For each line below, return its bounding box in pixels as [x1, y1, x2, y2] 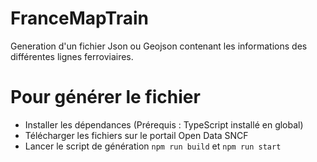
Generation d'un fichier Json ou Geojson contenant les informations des [10, 40, 308, 52]
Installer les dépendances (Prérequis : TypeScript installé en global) [24, 118, 304, 131]
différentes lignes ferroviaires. [10, 50, 134, 62]
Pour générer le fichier [10, 86, 201, 109]
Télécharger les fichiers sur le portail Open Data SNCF [24, 129, 249, 141]
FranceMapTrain [10, 7, 149, 30]
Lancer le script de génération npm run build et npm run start [24, 140, 282, 152]
